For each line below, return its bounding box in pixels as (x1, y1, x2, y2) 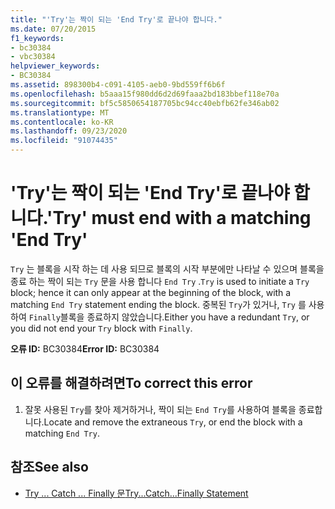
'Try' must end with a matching (46, 207, 312, 230)
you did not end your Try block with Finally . (10, 322, 193, 334)
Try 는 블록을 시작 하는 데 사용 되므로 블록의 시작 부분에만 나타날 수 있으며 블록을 (10, 262, 325, 275)
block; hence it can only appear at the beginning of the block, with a (10, 286, 292, 298)
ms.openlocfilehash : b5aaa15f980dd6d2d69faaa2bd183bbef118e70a (10, 89, 280, 99)
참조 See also (10, 459, 89, 476)
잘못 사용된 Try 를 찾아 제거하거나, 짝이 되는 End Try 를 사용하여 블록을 (24, 403, 297, 415)
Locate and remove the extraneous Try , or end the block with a (43, 416, 303, 428)
